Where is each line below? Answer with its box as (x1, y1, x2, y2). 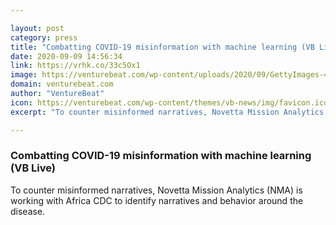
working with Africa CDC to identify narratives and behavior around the (10, 194, 304, 206)
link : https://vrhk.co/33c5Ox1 (10, 61, 141, 71)
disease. (10, 205, 46, 217)
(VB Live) (10, 161, 56, 175)
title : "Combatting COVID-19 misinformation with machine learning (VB (10, 42, 315, 52)
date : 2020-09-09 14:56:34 (10, 51, 123, 61)
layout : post (10, 23, 65, 33)
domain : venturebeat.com (10, 79, 114, 90)
